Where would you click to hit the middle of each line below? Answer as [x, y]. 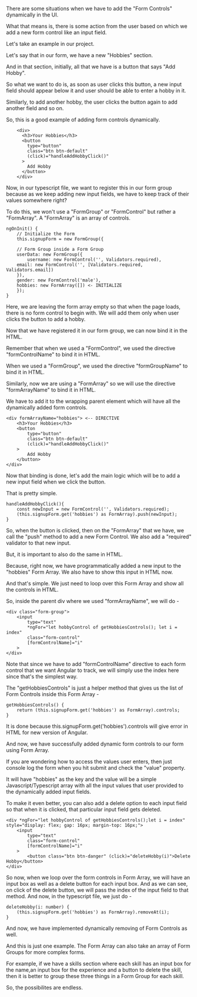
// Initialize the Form [46, 234]
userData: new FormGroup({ [50, 254]
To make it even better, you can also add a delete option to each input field [96, 803]
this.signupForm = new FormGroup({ [60, 239]
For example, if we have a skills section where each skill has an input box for [98, 963]
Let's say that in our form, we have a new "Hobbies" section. [80, 55]
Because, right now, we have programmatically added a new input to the [94, 566]
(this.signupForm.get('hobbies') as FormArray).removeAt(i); [93, 912]
